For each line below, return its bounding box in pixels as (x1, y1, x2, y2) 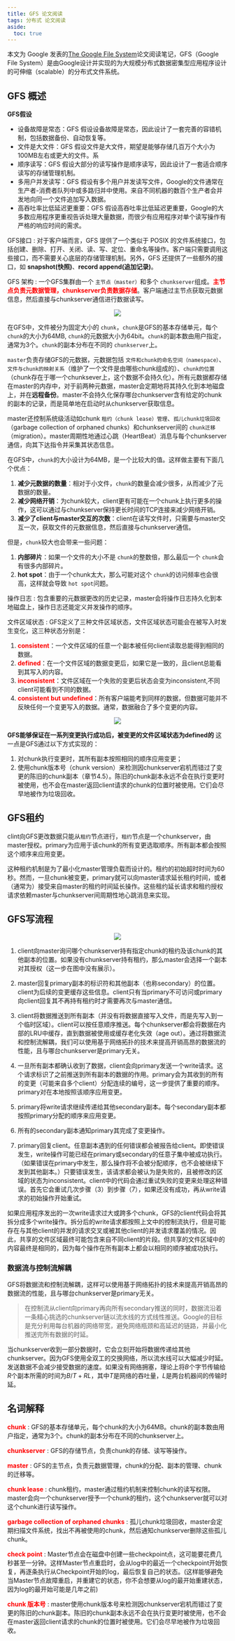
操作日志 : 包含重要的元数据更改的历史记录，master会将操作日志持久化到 (7, 594, 217, 603)
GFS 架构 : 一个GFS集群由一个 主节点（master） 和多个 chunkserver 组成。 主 (7, 278, 220, 286)
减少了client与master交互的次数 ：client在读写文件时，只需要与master (17, 514, 220, 523)
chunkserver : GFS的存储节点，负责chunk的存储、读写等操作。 (7, 1446, 191, 1454)
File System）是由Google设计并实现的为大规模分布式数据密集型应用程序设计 (7, 59, 227, 67)
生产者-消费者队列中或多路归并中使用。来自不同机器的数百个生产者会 (17, 187, 217, 195)
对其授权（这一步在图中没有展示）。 (17, 964, 119, 972)
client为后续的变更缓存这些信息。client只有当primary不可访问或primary (17, 987, 222, 996)
